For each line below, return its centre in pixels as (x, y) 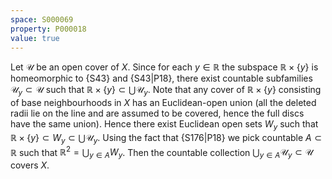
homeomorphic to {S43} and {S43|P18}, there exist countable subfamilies (161, 78)
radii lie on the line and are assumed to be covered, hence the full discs (157, 113)
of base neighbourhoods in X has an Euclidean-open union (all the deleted (163, 103)
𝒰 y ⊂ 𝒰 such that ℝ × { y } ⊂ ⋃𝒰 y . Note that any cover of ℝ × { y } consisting (166, 91)
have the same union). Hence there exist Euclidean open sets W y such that (164, 125)
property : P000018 (48, 29)
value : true (35, 38)
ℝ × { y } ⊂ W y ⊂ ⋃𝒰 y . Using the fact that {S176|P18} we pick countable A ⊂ (166, 138)
